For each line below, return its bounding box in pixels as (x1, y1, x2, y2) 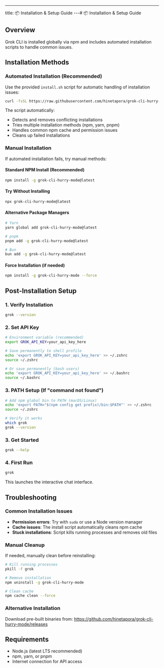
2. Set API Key (5, 324, 40, 331)
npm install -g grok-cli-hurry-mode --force (5, 273, 97, 278)
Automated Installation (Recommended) (5, 73, 102, 80)
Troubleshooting (5, 493, 57, 501)
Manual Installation (5, 145, 52, 151)
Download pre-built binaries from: (5, 616, 73, 622)
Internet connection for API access (12, 659, 82, 665)
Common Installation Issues (5, 508, 73, 515)
